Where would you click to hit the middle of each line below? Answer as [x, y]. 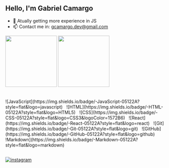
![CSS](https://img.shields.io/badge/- [119, 112]
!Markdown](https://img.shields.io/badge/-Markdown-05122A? [72, 139]
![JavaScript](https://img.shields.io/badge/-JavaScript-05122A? [72, 101]
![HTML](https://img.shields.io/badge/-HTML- [115, 107]
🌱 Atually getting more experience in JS [54, 20]
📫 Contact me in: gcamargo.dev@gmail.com [60, 26]
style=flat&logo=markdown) [35, 145]
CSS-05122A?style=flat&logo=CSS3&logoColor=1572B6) [65, 118]
